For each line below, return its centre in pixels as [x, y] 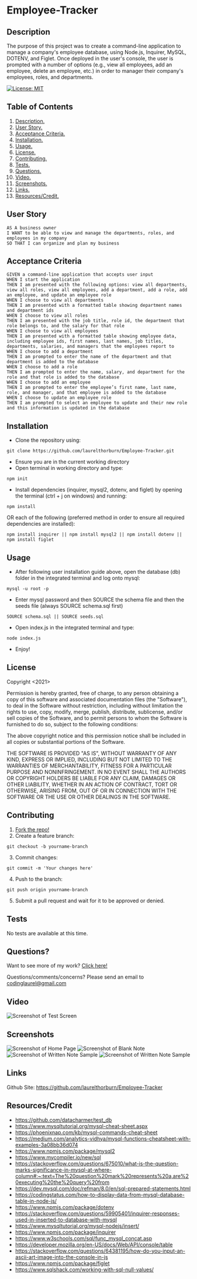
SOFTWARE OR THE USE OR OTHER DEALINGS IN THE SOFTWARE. [89, 797]
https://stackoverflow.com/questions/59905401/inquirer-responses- [97, 1213]
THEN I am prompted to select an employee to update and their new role [97, 403]
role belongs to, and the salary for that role [66, 326]
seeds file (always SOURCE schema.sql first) [69, 606]
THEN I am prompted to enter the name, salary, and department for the [96, 372]
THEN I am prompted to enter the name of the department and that [89, 357]
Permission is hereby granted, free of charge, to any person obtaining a [93, 693]
